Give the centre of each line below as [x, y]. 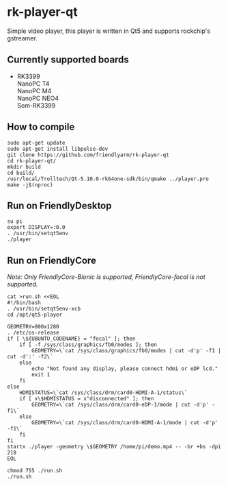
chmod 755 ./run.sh [35, 471]
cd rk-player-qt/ [32, 161]
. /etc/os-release [33, 333]
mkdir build [24, 167]
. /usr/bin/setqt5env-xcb [44, 309]
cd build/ [21, 173]
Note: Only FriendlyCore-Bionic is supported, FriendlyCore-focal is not [106, 277]
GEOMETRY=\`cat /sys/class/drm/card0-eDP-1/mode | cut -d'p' [120, 405]
